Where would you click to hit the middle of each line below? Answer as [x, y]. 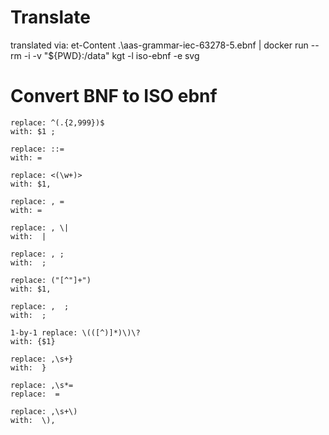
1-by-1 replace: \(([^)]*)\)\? [75, 332]
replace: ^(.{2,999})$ [57, 122]
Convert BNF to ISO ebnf [114, 96]
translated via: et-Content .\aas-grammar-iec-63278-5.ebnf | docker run [159, 45]
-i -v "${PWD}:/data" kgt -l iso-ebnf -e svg [111, 55]
